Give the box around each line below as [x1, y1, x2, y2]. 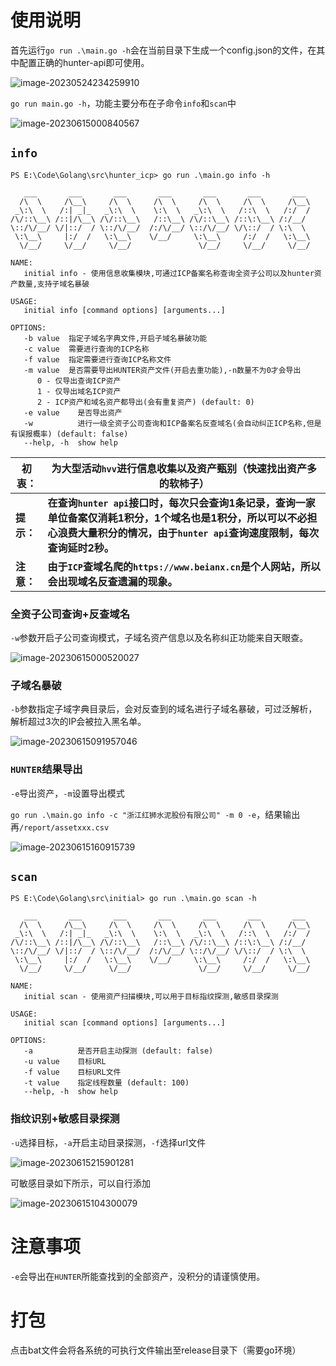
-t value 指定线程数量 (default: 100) [23, 1078, 190, 1088]
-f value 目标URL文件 [23, 1067, 122, 1078]
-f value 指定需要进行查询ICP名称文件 [23, 354, 172, 365]
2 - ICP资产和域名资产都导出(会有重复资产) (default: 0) [36, 397, 255, 407]
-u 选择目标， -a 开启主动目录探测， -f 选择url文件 [10, 1136, 207, 1148]
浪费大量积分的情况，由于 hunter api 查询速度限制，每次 [57, 526, 320, 540]
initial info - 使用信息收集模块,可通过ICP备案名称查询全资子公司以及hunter [23, 268, 315, 278]
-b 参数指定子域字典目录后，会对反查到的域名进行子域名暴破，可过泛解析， [10, 703, 318, 715]
